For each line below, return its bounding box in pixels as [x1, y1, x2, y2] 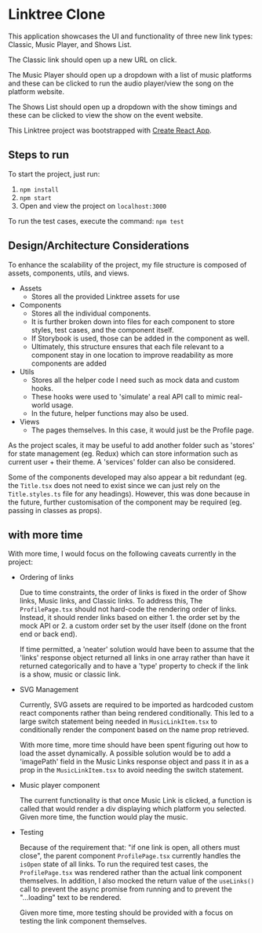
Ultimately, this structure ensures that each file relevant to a [31, 341, 224, 351]
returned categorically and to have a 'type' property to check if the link [19, 661, 249, 671]
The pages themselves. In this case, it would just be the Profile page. [31, 425, 254, 435]
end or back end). [19, 629, 78, 639]
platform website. [8, 86, 65, 96]
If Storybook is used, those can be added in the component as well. [31, 333, 249, 343]
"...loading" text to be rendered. [19, 893, 122, 902]
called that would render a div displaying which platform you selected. [19, 804, 247, 814]
